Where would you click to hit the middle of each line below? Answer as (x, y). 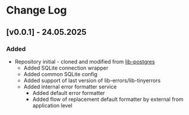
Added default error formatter (69, 93)
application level (52, 105)
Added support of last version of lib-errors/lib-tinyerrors (92, 80)
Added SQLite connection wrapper (66, 68)
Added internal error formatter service (70, 87)
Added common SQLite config (60, 74)
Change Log (36, 10)
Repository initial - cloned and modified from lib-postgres (85, 61)
